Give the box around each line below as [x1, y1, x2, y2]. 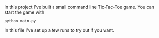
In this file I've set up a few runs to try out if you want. [4, 27, 114, 33]
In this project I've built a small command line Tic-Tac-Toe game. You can [4, 4, 155, 10]
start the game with [4, 9, 45, 15]
